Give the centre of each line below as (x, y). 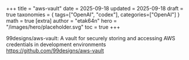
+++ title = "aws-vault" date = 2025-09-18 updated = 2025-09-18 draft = (95, 8)
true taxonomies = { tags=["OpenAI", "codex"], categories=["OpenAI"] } (93, 15)
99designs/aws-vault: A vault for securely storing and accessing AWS (91, 38)
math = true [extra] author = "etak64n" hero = (62, 21)
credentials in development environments (56, 44)
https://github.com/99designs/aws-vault (55, 51)
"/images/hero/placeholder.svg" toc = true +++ (63, 27)
